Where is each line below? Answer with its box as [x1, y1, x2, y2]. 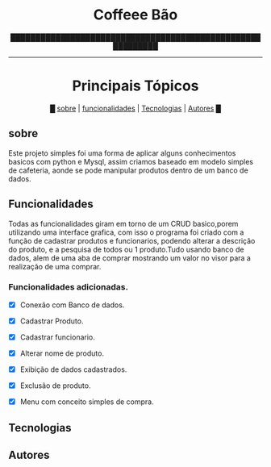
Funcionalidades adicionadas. [8, 281, 129, 293]
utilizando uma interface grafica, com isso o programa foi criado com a [8, 227, 244, 237]
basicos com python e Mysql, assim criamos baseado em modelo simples [8, 156, 254, 166]
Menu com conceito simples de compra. [19, 397, 155, 407]
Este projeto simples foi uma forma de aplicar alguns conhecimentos [8, 148, 236, 158]
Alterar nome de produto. [19, 348, 105, 358]
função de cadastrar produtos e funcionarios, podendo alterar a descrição [8, 236, 256, 245]
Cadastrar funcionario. [19, 332, 95, 342]
